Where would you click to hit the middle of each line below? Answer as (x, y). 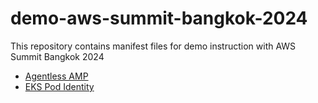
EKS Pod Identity (59, 86)
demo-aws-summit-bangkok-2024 (159, 18)
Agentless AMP (56, 76)
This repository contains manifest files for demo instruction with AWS (153, 46)
